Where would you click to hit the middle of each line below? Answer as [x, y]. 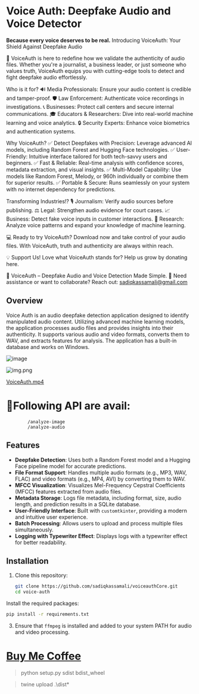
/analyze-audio [46, 427]
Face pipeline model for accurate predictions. [71, 466]
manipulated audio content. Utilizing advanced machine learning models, [96, 322]
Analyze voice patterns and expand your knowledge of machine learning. [96, 225]
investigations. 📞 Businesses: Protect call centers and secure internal [90, 106]
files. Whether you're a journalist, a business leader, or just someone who [96, 65]
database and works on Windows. [48, 347]
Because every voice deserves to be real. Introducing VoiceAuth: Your [94, 40]
